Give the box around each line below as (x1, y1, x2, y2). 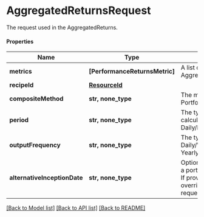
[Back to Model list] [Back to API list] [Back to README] (6, 204, 146, 212)
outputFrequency (9, 141, 61, 150)
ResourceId (89, 81, 123, 89)
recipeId (9, 81, 34, 89)
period (9, 116, 29, 125)
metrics (9, 67, 32, 76)
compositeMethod (9, 95, 64, 103)
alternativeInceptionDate (9, 174, 83, 182)
